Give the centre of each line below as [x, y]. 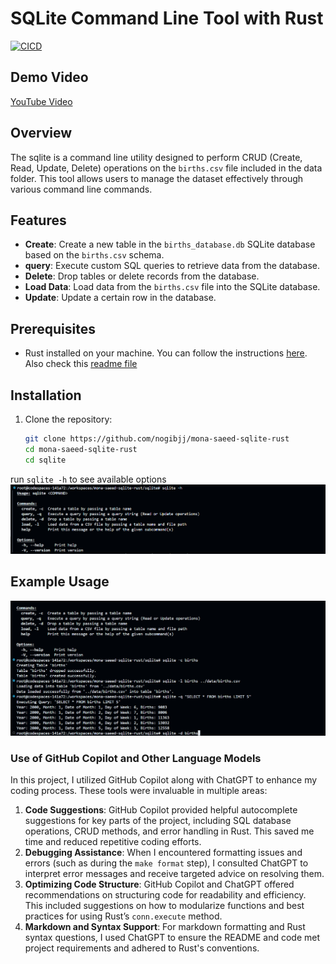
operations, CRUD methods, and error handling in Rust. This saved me [169, 831]
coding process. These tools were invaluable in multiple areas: [139, 791]
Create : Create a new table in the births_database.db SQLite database [170, 244]
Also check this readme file [81, 364]
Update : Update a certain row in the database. [120, 298]
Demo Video [49, 77]
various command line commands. [81, 189]
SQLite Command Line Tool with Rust [167, 18]
